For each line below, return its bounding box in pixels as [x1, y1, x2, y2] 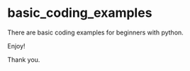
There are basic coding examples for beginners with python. [7, 28, 184, 37]
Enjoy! [7, 41, 26, 50]
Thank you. [7, 55, 40, 64]
